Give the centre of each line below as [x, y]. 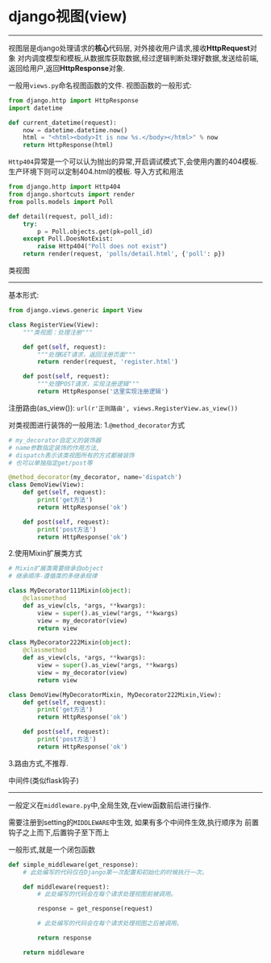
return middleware [54, 953]
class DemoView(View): [46, 485]
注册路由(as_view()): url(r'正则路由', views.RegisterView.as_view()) [123, 407]
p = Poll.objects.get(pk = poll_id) [95, 231]
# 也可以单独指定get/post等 [50, 463]
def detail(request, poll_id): [61, 216]
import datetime [35, 108]
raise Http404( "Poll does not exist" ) [102, 247]
